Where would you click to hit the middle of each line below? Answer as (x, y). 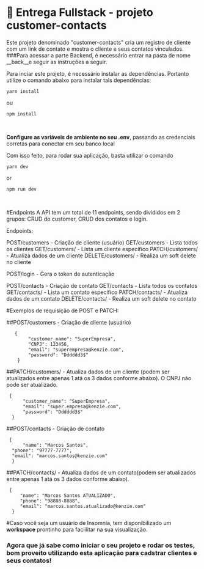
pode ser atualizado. (32, 384)
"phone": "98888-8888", (50, 501)
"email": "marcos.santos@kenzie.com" (60, 456)
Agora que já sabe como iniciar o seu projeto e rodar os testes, (101, 545)
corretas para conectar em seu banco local (60, 144)
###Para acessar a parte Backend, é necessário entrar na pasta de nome (99, 55)
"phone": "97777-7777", (42, 450)
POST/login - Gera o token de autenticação (60, 274)
